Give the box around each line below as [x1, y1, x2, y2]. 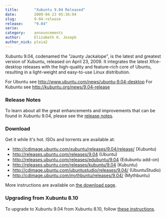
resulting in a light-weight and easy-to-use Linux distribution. [5, 69, 130, 75]
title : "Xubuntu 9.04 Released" [5, 7, 85, 12]
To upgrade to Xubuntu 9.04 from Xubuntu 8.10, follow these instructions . [5, 206, 156, 212]
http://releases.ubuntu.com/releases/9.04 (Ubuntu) [12, 151, 118, 157]
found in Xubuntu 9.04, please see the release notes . [5, 113, 114, 119]
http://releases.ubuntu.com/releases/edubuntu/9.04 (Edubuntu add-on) [12, 157, 160, 163]
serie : [5, 26, 19, 31]
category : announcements [5, 30, 64, 35]
